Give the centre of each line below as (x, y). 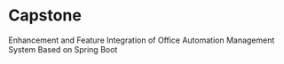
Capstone (45, 16)
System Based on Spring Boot (63, 49)
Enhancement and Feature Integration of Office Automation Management (142, 40)
